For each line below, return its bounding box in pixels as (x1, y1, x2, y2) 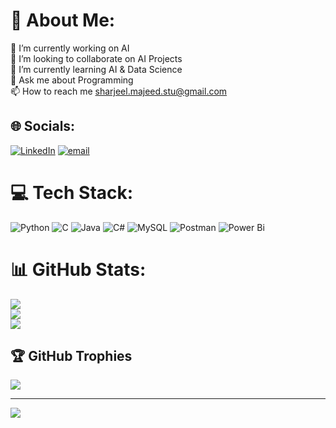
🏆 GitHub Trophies (10, 348, 133, 365)
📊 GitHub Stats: (10, 258, 147, 281)
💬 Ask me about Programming (10, 74, 134, 86)
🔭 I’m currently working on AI (10, 42, 130, 54)
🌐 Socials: (10, 118, 76, 135)
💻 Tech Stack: (10, 181, 134, 204)
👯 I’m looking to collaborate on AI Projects (10, 52, 183, 64)
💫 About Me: (10, 9, 116, 32)
